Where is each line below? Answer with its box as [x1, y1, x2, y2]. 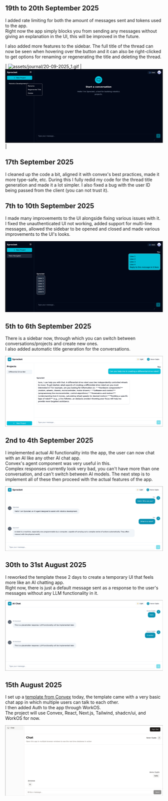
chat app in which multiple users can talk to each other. [5, 699, 119, 705]
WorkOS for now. [5, 715, 40, 721]
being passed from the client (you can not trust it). [5, 187, 109, 193]
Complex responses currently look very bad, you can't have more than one [5, 465, 159, 471]
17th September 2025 [5, 158, 74, 167]
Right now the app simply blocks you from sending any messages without [5, 28, 157, 34]
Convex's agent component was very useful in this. [5, 460, 111, 466]
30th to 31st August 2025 [5, 561, 86, 569]
